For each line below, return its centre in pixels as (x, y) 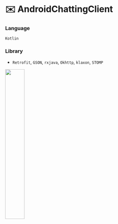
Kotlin (12, 39)
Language (18, 29)
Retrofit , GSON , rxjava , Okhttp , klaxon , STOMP (58, 62)
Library (14, 51)
